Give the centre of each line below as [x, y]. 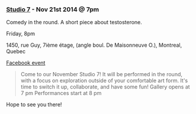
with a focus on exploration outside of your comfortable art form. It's [104, 81]
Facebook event [26, 63]
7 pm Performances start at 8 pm [61, 93]
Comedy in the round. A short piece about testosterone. [74, 22]
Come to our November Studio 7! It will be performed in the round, [101, 74]
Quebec [16, 51]
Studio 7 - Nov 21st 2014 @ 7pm [53, 9]
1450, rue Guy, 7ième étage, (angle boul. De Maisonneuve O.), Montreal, [94, 45]
